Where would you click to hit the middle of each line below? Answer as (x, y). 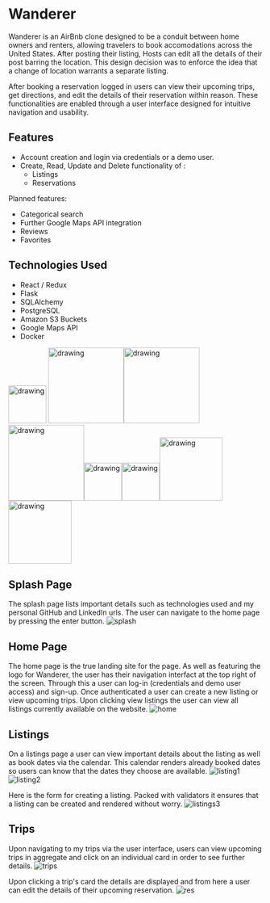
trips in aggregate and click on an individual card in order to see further (127, 857)
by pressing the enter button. (56, 621)
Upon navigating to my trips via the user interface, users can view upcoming (135, 848)
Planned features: (37, 198)
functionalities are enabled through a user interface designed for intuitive (130, 103)
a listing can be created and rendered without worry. (96, 804)
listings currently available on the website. (78, 709)
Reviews (34, 231)
